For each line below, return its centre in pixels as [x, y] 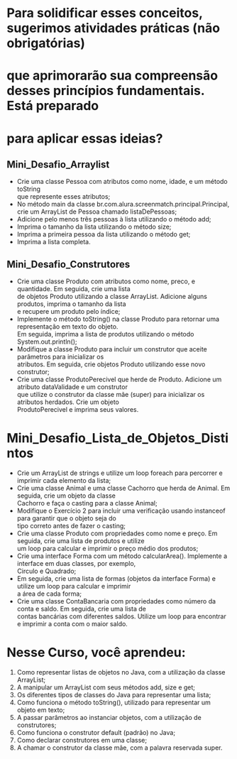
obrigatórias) [46, 43]
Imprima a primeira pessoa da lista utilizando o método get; [104, 234]
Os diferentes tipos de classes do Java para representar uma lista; [114, 695]
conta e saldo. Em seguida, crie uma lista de [82, 609]
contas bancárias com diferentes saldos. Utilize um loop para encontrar [121, 616]
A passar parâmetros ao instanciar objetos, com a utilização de [109, 718]
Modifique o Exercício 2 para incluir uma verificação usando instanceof [121, 511]
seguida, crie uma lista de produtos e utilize [81, 541]
